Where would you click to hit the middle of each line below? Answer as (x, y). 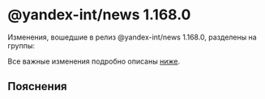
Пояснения (37, 87)
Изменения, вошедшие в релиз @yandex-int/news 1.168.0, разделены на (132, 37)
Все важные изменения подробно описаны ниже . (94, 61)
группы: (21, 45)
